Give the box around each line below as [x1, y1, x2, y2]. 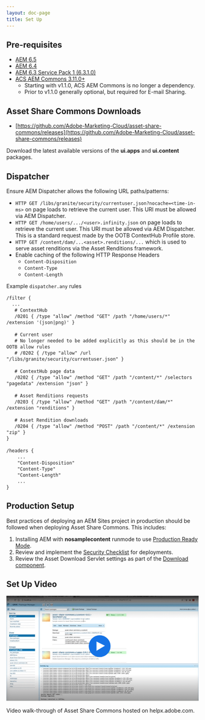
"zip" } [6, 429, 26, 435]
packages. [6, 153, 33, 161]
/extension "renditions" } [6, 405, 75, 411]
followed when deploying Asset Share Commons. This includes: [6, 523, 167, 531]
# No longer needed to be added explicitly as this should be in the [14, 338, 195, 344]
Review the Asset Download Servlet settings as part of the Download [15, 555, 189, 562]
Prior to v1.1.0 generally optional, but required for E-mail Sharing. [24, 89, 187, 96]
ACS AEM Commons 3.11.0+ [15, 75, 85, 82]
